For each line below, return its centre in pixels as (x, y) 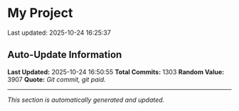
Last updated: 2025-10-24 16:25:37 (59, 33)
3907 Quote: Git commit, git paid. (57, 79)
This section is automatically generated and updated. (86, 100)
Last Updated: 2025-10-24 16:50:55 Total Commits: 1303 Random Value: (116, 71)
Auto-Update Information (65, 55)
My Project (40, 13)
